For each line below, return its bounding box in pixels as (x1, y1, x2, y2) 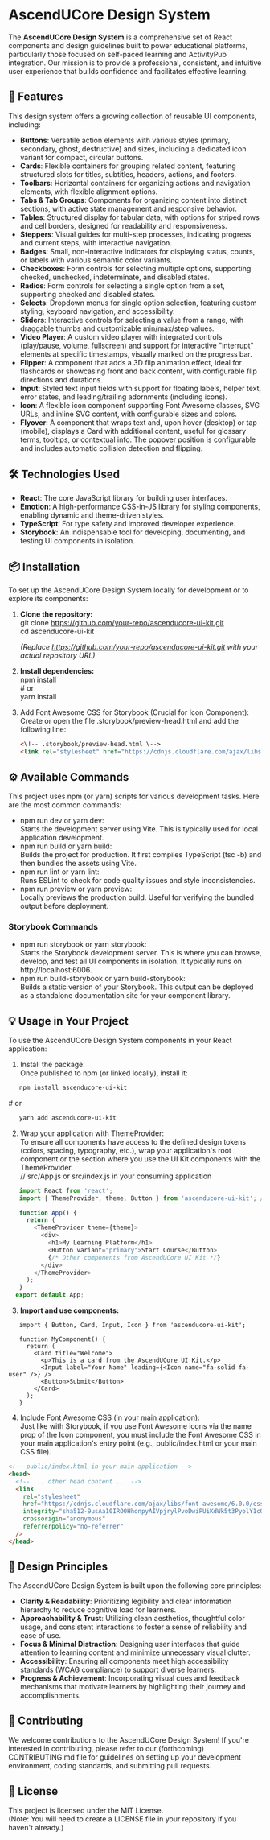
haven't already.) (8, 1823, 64, 1833)
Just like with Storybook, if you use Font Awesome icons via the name (19, 1421, 252, 1431)
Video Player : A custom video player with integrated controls (19, 332, 223, 341)
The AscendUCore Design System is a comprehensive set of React (8, 32, 233, 42)
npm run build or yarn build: (19, 841, 112, 851)
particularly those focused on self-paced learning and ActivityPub (8, 49, 227, 59)
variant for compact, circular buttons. (19, 152, 144, 162)
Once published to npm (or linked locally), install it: (19, 1068, 188, 1078)
